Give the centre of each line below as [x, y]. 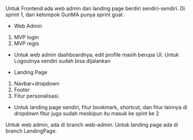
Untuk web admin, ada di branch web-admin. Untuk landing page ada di [92, 125]
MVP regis [26, 43]
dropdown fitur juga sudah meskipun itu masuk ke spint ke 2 [86, 113]
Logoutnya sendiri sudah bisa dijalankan [62, 61]
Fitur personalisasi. [37, 96]
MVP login [26, 37]
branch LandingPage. [31, 131]
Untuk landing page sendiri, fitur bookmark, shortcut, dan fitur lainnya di [101, 107]
